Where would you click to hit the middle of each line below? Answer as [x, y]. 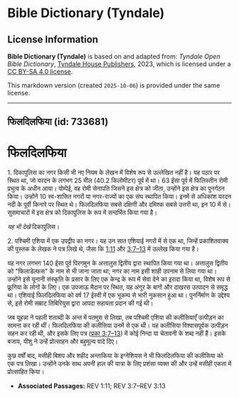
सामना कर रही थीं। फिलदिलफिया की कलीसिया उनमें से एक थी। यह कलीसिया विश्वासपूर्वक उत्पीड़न [118, 326]
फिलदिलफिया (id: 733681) [58, 122]
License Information [53, 39]
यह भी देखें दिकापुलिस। [34, 227]
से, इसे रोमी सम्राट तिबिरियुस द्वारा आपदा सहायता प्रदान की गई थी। [80, 303]
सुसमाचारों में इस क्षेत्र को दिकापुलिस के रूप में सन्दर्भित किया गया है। [83, 213]
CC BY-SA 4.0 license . [40, 72]
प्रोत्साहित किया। [26, 372]
